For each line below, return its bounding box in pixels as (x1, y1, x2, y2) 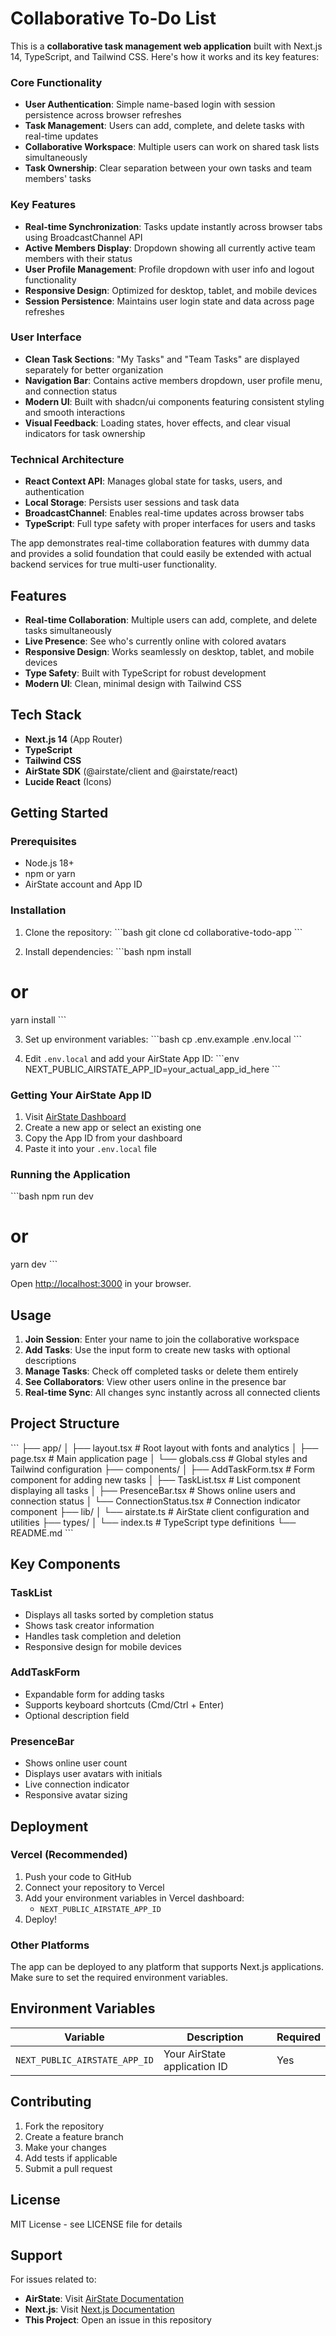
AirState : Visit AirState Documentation (24, 2293, 184, 2305)
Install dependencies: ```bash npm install (24, 945, 192, 957)
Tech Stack (10, 707, 82, 724)
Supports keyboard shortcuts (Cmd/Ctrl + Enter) (24, 1698, 225, 1711)
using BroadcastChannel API (24, 231, 143, 243)
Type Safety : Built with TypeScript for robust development (24, 667, 267, 679)
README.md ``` (10, 1527, 74, 1539)
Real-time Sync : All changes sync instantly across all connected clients (24, 1387, 321, 1399)
